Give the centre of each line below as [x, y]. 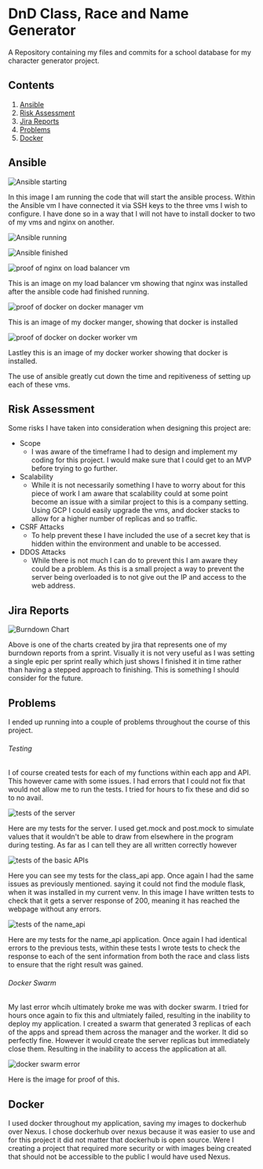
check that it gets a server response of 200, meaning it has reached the [124, 901]
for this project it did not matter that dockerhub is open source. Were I [121, 1140]
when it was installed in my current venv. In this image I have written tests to [131, 893]
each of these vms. [39, 384]
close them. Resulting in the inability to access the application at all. [117, 1049]
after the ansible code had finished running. [79, 291]
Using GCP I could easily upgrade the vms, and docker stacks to [135, 510]
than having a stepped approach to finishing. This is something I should [124, 670]
